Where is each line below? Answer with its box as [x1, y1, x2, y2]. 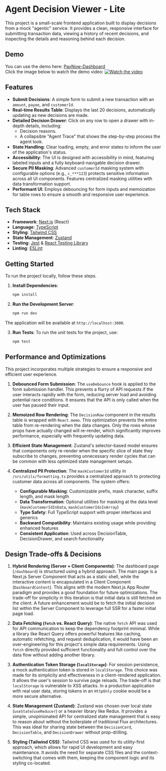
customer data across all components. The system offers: [12, 478, 130, 484]
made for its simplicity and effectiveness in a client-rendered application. [12, 672, 162, 678]
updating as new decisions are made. [12, 112, 89, 118]
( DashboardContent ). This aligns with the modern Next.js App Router [12, 584, 150, 590]
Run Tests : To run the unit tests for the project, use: [12, 329, 118, 335]
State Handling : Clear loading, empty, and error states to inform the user [12, 144, 161, 150]
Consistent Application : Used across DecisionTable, [19, 530, 128, 536]
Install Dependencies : [12, 282, 58, 289]
